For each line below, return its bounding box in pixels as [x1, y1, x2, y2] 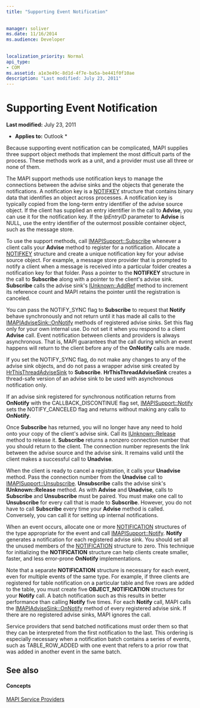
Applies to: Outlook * [14, 133, 67, 140]
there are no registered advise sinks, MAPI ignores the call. [6, 611, 151, 618]
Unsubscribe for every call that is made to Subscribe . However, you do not [6, 499, 192, 506]
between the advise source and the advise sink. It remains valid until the [6, 449, 184, 457]
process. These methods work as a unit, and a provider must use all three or [6, 157, 194, 165]
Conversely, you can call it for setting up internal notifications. [6, 512, 159, 519]
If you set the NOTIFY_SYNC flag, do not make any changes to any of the [6, 356, 186, 363]
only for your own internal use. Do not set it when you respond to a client [6, 326, 186, 333]
